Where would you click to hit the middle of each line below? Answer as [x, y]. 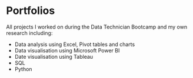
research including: [29, 33]
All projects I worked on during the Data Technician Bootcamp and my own [96, 27]
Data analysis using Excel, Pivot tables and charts [75, 44]
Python [23, 69]
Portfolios [31, 11]
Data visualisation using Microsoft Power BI [67, 50]
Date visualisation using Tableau [54, 56]
